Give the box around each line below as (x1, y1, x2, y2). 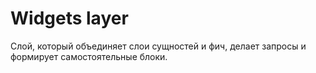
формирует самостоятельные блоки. (10, 50, 168, 62)
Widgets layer (10, 7, 129, 30)
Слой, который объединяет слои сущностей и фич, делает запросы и (10, 40, 307, 52)
